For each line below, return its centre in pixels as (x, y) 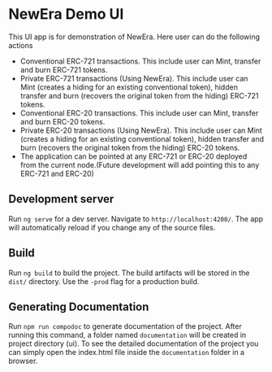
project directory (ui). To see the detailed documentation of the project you (134, 344)
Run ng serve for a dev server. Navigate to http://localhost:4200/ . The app (136, 219)
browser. (23, 361)
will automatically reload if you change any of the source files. (112, 227)
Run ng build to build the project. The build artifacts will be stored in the (129, 273)
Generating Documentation (79, 306)
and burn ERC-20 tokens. (63, 121)
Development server (61, 199)
